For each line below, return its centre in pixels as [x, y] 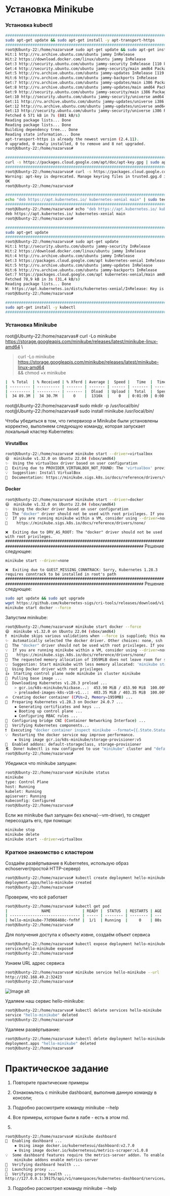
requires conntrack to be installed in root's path [61, 574]
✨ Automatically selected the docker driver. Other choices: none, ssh [84, 641]
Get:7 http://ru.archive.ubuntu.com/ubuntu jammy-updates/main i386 [79, 83]
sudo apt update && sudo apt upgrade [45, 599]
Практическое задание [57, 1068]
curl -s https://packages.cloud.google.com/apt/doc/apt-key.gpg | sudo [82, 162]
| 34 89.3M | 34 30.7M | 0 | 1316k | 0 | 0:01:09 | [79, 396]
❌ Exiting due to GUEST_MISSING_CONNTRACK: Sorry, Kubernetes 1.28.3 [81, 570]
